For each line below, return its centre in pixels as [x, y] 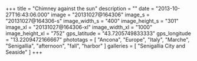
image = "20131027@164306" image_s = [100, 15]
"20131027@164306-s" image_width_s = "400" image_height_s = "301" [92, 21]
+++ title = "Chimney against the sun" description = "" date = [80, 9]
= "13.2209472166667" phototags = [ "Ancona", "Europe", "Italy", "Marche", [98, 40]
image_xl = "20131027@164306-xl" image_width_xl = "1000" [79, 27]
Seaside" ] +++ [24, 52]
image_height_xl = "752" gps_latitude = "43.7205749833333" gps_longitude [98, 33]
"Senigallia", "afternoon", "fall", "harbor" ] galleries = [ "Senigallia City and [96, 46]
